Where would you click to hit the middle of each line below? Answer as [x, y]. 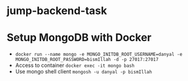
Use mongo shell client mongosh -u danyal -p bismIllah [84, 72]
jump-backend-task [57, 11]
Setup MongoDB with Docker [79, 38]
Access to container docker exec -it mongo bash [75, 65]
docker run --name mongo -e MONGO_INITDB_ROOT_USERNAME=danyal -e [99, 55]
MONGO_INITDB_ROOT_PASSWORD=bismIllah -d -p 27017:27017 [87, 60]
